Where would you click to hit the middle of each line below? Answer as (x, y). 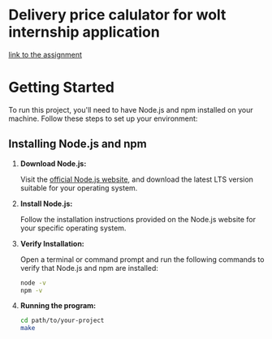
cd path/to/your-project (62, 321)
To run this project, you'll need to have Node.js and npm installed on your (131, 109)
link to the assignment (45, 54)
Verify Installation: (52, 243)
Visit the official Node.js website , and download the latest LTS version (137, 179)
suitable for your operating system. (79, 187)
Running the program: (58, 306)
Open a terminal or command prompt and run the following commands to (142, 259)
